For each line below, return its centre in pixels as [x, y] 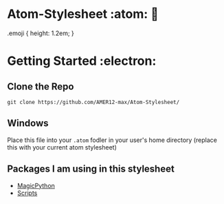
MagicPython [36, 185]
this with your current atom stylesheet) [62, 147]
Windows [28, 123]
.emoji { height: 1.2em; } [41, 33]
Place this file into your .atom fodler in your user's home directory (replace [112, 140]
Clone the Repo [41, 86]
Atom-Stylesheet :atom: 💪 [83, 14]
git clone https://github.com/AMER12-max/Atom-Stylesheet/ [93, 102]
